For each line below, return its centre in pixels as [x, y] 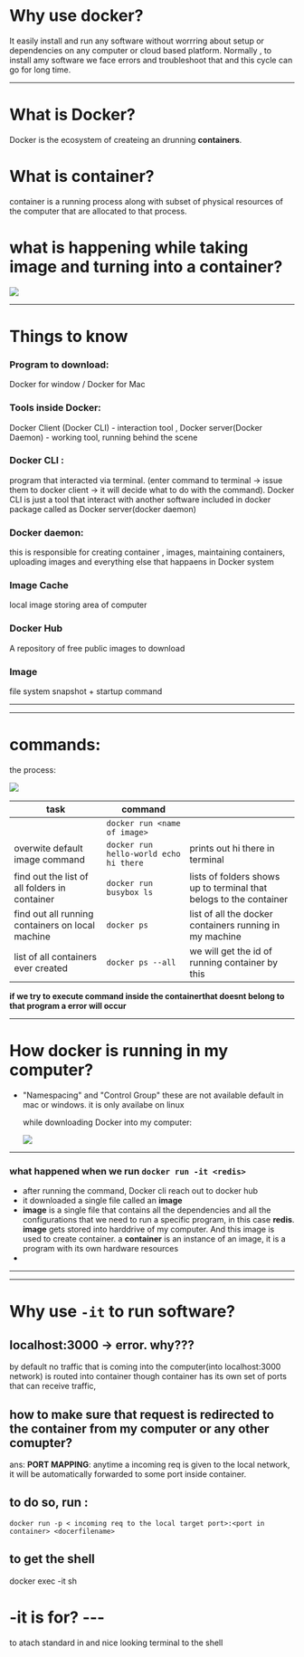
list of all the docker [231, 913]
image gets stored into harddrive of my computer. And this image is [148, 1229]
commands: [55, 745]
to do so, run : [49, 1503]
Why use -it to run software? [122, 1312]
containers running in [235, 925]
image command [50, 859]
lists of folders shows [235, 876]
